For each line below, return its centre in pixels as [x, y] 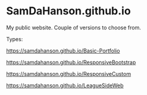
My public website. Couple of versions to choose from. [74, 27]
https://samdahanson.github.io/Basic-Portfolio [63, 50]
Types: [15, 39]
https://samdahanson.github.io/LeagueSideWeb [65, 85]
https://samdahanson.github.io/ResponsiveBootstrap [71, 62]
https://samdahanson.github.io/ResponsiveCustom [69, 73]
